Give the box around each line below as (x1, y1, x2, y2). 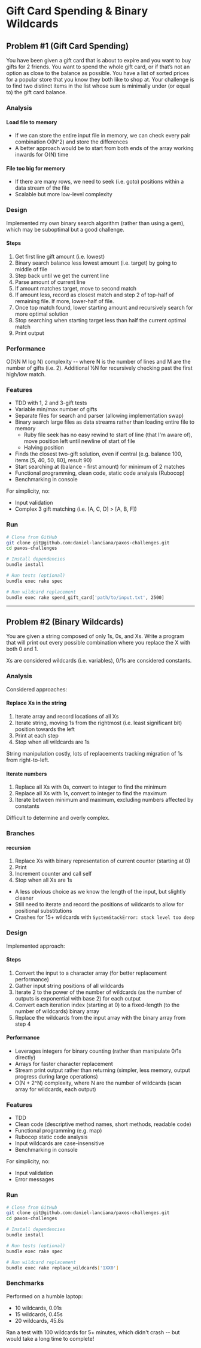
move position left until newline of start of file (23, 438, 136, 445)
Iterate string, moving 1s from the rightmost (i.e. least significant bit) (14, 719, 182, 726)
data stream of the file (14, 184, 70, 191)
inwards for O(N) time (14, 151, 69, 158)
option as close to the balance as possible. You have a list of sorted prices (6, 70, 190, 76)
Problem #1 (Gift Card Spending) (6, 41, 129, 51)
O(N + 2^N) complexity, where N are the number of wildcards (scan (14, 1079, 181, 1086)
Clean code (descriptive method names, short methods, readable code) (14, 1121, 191, 1128)
